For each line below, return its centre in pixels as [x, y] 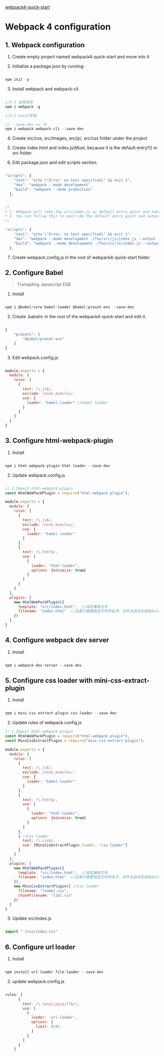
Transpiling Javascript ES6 [44, 284]
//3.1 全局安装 [19, 102]
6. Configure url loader [40, 947]
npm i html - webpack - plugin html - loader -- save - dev [58, 466]
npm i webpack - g [23, 107]
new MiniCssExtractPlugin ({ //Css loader [56, 886]
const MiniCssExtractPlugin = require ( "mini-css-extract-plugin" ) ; [75, 741]
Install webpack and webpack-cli [45, 89]
